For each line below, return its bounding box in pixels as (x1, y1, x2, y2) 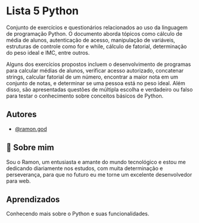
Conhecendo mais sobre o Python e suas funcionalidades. (6, 210, 150, 218)
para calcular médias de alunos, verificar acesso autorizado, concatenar (6, 67, 184, 74)
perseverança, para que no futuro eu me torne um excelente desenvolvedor (6, 171, 192, 178)
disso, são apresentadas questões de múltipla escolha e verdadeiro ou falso (6, 86, 193, 93)
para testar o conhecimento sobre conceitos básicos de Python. (6, 92, 164, 99)
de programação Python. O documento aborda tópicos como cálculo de (6, 30, 183, 37)
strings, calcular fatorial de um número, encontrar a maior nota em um (6, 73, 179, 80)
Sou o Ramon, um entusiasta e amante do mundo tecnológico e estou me (6, 158, 186, 165)
